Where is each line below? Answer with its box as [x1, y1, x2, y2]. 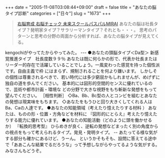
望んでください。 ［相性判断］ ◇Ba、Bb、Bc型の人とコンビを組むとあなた [5, 93, 158, 98]
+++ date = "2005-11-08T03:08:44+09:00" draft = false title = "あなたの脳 [5, 4, 157, 10]
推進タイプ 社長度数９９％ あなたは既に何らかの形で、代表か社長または [9, 56, 158, 61]
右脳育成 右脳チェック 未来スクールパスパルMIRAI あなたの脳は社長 [17, 21, 154, 26]
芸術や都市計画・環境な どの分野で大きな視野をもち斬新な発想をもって [13, 86, 157, 92]
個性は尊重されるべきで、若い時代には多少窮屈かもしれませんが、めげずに [9, 74, 160, 80]
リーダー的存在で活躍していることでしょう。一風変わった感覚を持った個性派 [5, 62, 160, 68]
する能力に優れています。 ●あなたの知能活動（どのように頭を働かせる [9, 117, 152, 123]
